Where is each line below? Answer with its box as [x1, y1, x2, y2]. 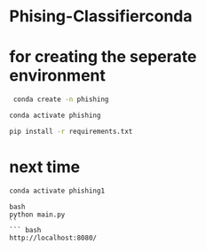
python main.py [9, 210, 66, 219]
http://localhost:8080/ [9, 233, 98, 242]
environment [9, 66, 107, 86]
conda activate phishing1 [9, 186, 105, 195]
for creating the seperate [9, 47, 197, 67]
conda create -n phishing [12, 95, 109, 104]
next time [9, 157, 81, 176]
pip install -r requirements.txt [9, 127, 133, 136]
